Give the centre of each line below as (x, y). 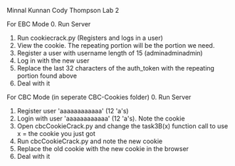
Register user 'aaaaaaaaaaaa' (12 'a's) (73, 111)
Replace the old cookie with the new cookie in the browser (103, 149)
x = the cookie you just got (56, 134)
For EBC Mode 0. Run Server (49, 24)
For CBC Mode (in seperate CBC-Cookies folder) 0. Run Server (99, 97)
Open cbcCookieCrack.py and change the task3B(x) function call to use (122, 126)
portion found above (47, 76)
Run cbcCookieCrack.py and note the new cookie (90, 141)
